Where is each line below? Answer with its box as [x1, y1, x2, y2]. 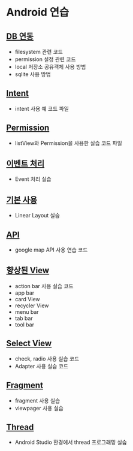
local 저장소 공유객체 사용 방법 [14, 63, 86, 70]
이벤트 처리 [6, 159, 45, 169]
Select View [6, 338, 52, 349]
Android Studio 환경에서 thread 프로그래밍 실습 [14, 438, 127, 446]
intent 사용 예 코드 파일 [14, 105, 69, 112]
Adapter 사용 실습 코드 [14, 362, 69, 370]
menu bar [14, 308, 39, 315]
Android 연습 [6, 5, 69, 19]
